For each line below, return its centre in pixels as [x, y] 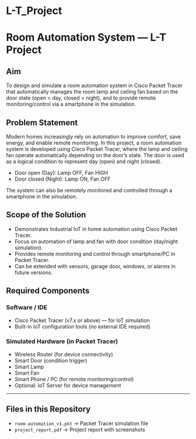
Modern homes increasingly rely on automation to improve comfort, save [93, 136]
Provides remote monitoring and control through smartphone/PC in [95, 254]
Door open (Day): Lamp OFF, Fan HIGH [61, 173]
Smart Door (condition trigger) [51, 360]
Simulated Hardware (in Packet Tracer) [62, 341]
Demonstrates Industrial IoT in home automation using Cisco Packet [96, 229]
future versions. [34, 272]
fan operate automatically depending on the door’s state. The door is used [95, 155]
